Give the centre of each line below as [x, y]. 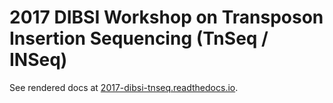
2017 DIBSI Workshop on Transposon [166, 17]
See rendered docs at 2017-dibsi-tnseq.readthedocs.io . [124, 87]
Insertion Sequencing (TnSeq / [139, 38]
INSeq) [38, 60]
